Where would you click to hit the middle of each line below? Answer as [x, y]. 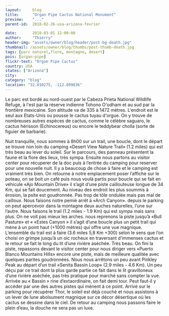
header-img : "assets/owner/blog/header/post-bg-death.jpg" [69, 43]
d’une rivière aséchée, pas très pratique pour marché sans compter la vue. [83, 276]
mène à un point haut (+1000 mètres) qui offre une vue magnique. [74, 227]
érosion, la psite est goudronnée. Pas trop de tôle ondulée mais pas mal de [83, 195]
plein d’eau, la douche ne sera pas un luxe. [50, 308]
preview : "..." [24, 19]
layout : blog [23, 10]
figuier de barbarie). [26, 131]
